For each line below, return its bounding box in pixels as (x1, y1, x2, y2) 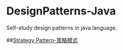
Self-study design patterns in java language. (6, 24, 118, 31)
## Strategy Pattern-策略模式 (6, 36, 78, 43)
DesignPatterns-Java (6, 4, 116, 18)
